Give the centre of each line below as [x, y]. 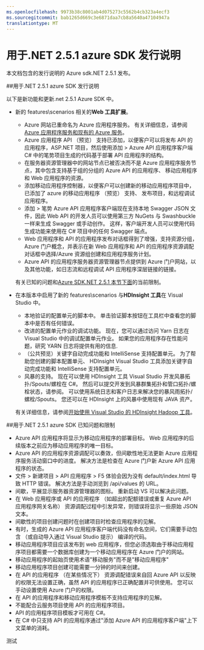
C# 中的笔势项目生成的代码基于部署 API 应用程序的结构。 [95, 155]
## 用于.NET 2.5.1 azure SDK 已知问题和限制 [61, 425]
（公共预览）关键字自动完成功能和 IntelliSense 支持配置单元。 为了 [107, 354]
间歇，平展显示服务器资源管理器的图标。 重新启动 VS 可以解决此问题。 [104, 491]
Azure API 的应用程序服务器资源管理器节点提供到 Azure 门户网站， [107, 261]
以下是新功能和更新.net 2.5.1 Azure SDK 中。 [62, 99]
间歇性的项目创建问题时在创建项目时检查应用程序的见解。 [87, 522]
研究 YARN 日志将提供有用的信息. [76, 346]
